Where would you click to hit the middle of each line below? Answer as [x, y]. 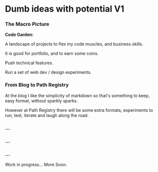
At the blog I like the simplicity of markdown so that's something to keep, [77, 95]
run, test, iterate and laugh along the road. [47, 115]
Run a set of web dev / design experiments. [48, 72]
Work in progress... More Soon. [36, 164]
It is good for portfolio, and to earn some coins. [52, 53]
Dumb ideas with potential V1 [65, 9]
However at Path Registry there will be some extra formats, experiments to [79, 110]
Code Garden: [19, 34]
